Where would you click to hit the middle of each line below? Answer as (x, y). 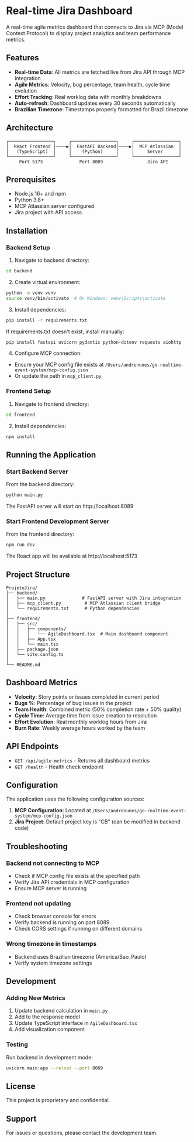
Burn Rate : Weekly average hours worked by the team (80, 728)
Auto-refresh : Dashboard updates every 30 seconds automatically (95, 103)
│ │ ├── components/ (36, 629)
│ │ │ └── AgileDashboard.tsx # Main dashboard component (87, 634)
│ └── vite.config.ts (35, 655)
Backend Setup (28, 247)
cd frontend (20, 415)
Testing (17, 1045)
